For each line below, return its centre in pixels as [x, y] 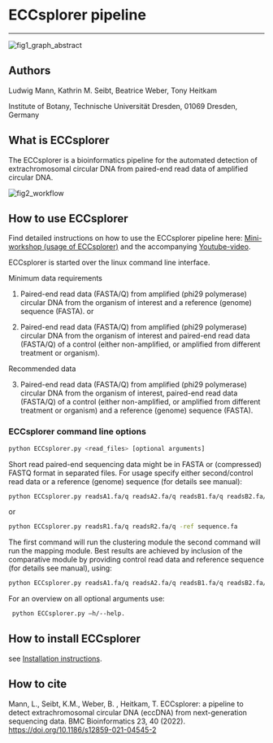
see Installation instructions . [56, 658]
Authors [30, 71]
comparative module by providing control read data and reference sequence [136, 560]
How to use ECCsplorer [68, 219]
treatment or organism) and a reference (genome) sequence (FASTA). [136, 411]
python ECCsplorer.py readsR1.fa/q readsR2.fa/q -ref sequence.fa [123, 527]
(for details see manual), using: [60, 568]
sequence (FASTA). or [57, 312]
